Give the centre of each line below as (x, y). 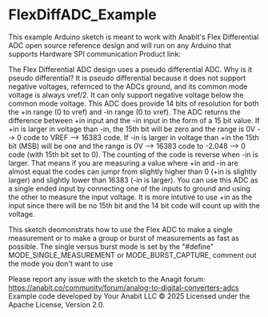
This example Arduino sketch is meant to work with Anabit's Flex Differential (134, 37)
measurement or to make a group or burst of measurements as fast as (124, 238)
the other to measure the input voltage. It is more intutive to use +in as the (130, 197)
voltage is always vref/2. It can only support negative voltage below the (126, 94)
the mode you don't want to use (61, 263)
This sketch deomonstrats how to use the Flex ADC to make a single (121, 229)
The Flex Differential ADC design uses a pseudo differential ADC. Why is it (130, 69)
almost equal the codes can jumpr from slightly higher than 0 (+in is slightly (133, 171)
